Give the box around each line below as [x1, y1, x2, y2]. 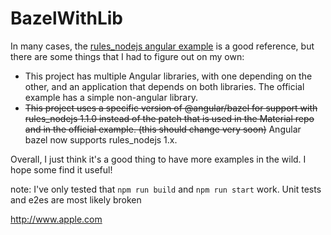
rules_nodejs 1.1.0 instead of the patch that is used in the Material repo [24, 112, 315, 124]
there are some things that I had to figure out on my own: [10, 50, 245, 62]
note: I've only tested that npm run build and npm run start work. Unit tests [10, 183, 322, 195]
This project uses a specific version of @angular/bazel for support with [24, 102, 318, 114]
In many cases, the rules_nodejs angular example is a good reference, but [10, 40, 315, 52]
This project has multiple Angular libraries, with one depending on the [24, 70, 313, 82]
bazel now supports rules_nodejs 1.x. [24, 133, 178, 146]
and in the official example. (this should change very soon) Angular [24, 123, 302, 135]
